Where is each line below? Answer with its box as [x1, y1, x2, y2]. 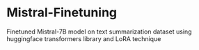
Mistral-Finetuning [6, 5, 118, 21]
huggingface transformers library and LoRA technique [6, 34, 161, 42]
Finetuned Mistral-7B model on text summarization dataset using [6, 27, 192, 36]
